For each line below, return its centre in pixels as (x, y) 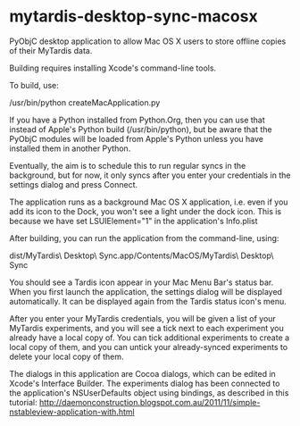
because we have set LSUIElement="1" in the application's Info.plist (133, 221)
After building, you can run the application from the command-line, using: (144, 238)
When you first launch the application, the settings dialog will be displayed (146, 291)
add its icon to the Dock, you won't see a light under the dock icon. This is (146, 211)
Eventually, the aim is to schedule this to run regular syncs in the (128, 165)
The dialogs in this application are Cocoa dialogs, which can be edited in (143, 373)
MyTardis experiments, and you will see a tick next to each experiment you (146, 328)
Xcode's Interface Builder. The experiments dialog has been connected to (145, 383)
